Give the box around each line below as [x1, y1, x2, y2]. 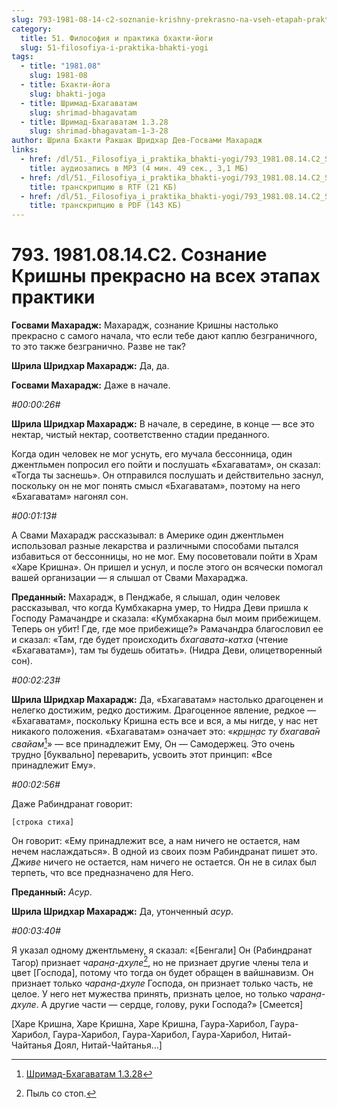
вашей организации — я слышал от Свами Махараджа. [11, 572, 249, 584]
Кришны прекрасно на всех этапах [11, 265, 321, 288]
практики [11, 286, 96, 309]
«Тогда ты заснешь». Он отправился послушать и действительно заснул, [11, 469, 324, 481]
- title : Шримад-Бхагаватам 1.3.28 [20, 117, 169, 127]
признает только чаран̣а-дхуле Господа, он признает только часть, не [11, 977, 314, 990]
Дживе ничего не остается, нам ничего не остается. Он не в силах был [11, 856, 317, 868]
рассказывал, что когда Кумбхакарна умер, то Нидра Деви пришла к [11, 602, 309, 614]
